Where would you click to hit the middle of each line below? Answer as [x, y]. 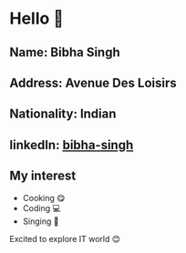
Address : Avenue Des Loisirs [93, 82]
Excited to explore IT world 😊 [65, 238]
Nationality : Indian [63, 114]
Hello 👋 [36, 19]
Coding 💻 [41, 207]
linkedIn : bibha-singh [72, 145]
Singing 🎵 [41, 221]
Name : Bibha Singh [65, 52]
